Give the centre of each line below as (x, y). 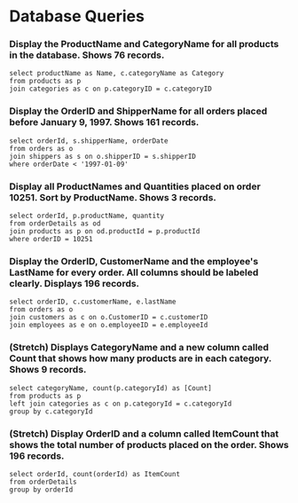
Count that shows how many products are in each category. (141, 358)
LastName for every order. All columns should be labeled (134, 272)
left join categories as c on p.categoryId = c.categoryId (121, 404)
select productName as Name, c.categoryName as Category (117, 74)
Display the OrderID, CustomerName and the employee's (134, 261)
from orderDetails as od (55, 224)
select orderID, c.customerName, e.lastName (93, 302)
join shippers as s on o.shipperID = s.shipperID (103, 156)
